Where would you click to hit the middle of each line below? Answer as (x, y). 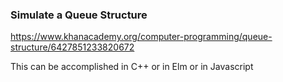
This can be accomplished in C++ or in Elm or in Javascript (132, 67)
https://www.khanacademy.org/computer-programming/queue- (141, 37)
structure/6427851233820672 (72, 47)
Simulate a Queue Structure (79, 15)
